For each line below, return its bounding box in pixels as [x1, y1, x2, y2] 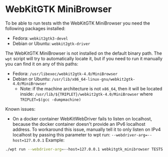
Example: [45, 137, 65, 143]
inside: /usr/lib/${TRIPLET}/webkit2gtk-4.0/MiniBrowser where [20, 91, 153, 97]
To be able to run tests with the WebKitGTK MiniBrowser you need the [5, 20, 150, 26]
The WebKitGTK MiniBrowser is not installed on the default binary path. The [5, 50, 162, 56]
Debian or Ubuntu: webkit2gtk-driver [12, 40, 91, 46]
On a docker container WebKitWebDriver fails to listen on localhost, [12, 115, 152, 121]
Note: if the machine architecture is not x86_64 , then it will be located [20, 85, 162, 91]
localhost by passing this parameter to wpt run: [12, 131, 111, 137]
